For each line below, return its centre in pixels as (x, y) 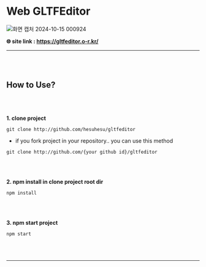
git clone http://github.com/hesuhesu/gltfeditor (71, 129)
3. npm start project (32, 222)
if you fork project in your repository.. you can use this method (94, 141)
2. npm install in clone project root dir (55, 181)
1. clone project (26, 118)
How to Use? (31, 85)
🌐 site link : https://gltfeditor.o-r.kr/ (52, 41)
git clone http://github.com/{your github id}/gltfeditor (82, 152)
